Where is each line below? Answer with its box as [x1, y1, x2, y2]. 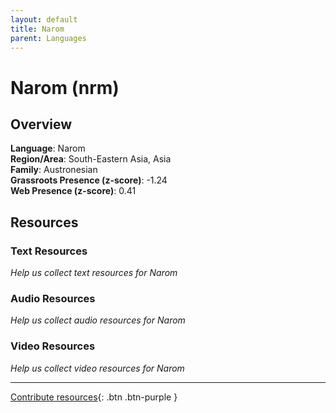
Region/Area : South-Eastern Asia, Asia [10, 153, 172, 165]
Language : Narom [10, 142, 86, 155]
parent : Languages [10, 33, 87, 43]
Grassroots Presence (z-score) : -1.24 [10, 174, 168, 186]
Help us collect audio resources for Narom [10, 314, 186, 326]
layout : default [10, 14, 78, 25]
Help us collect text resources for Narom [10, 267, 178, 279]
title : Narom [10, 24, 65, 34]
